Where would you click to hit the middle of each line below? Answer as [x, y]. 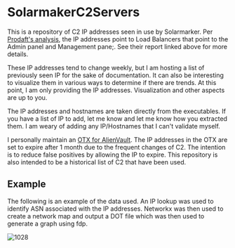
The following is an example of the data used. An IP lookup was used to [110, 201]
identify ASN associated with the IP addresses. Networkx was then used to [115, 209]
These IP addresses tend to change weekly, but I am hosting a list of [106, 67]
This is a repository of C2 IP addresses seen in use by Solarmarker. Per [110, 32]
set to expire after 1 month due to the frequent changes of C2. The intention [116, 147]
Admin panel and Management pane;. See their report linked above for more [117, 46]
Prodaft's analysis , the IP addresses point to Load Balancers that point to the [118, 39]
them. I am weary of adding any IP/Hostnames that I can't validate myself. [114, 126]
